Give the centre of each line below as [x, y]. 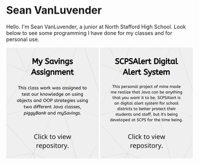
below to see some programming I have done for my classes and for [89, 33]
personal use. [23, 39]
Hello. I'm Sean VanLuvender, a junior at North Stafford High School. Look [96, 27]
